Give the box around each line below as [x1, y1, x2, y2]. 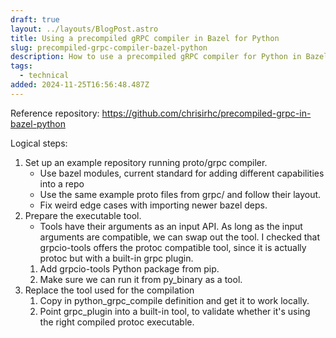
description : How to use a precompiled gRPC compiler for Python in [10, 52, 302, 62]
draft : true [10, 14, 60, 25]
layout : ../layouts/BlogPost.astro [10, 24, 159, 34]
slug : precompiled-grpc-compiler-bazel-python [10, 42, 208, 53]
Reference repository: [10, 107, 100, 119]
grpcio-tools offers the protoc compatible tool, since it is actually [39, 241, 307, 253]
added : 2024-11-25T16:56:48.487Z [10, 80, 150, 90]
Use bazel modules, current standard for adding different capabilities [39, 167, 325, 179]
